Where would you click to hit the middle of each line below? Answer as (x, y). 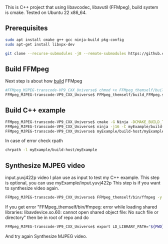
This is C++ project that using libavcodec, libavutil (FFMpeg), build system (82, 7)
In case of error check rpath (34, 141)
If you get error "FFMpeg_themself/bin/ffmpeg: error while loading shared (81, 207)
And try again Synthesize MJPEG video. (46, 236)
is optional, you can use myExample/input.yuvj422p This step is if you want (83, 183)
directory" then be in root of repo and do (47, 217)
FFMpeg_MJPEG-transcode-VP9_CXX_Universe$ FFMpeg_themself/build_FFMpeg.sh (86, 95)
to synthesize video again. (32, 188)
